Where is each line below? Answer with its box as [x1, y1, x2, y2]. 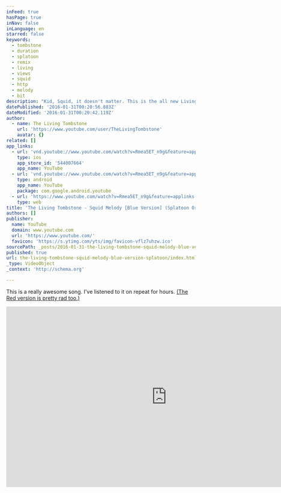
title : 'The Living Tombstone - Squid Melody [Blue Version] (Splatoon [6, 205, 189, 211]
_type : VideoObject [6, 261, 55, 267]
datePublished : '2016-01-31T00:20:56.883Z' [6, 104, 117, 110]
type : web [17, 199, 42, 205]
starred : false [6, 31, 44, 37]
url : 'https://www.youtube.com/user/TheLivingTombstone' [17, 126, 163, 132]
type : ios [17, 154, 42, 160]
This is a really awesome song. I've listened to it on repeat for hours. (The [6, 288, 189, 295]
